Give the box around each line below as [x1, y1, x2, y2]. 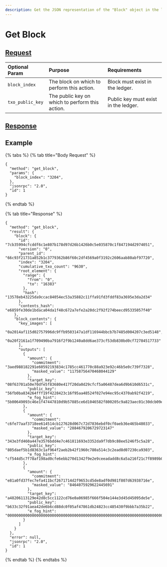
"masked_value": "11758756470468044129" [31, 369, 117, 374]
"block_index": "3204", [14, 175, 64, 180]
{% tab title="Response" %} [5, 211, 63, 217]
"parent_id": [18, 251, 46, 256]
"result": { [9, 229, 35, 234]
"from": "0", [27, 277, 55, 282]
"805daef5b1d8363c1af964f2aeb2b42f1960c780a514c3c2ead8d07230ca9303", [5, 447, 155, 452]
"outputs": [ [18, 347, 46, 352]
